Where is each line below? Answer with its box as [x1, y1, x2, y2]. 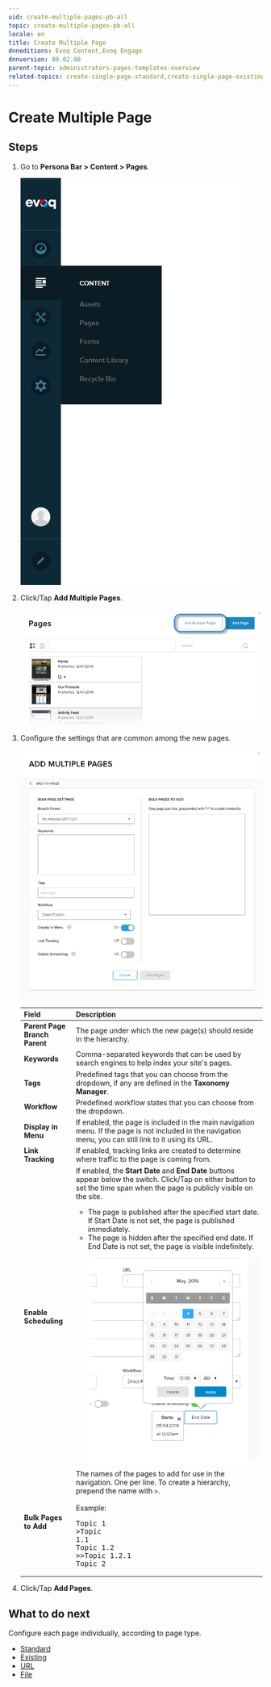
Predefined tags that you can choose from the [75, 1069, 228, 1079]
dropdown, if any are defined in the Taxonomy [75, 1078, 230, 1088]
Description [75, 1009, 116, 1019]
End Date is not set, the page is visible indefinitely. [87, 1241, 254, 1251]
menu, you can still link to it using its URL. [75, 1134, 213, 1145]
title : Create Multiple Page [8, 39, 106, 47]
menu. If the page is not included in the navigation [75, 1126, 242, 1136]
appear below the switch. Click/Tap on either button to [75, 1174, 256, 1184]
